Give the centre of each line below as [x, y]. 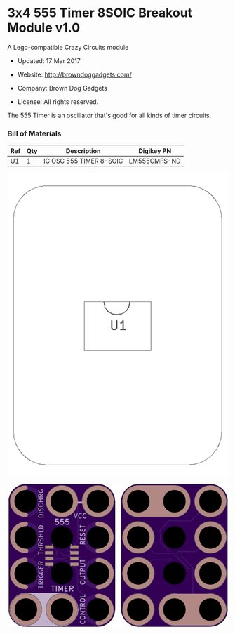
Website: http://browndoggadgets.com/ [74, 74]
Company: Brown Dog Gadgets [62, 88]
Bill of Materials [34, 133]
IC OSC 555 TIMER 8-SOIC [83, 161]
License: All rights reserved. [58, 101]
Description [83, 151]
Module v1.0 [44, 28]
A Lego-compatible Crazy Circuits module [68, 47]
